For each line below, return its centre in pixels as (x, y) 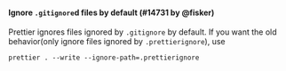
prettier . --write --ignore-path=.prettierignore (104, 58)
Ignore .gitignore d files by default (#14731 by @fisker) (111, 12)
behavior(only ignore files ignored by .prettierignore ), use (117, 42)
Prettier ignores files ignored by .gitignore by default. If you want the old (143, 32)
